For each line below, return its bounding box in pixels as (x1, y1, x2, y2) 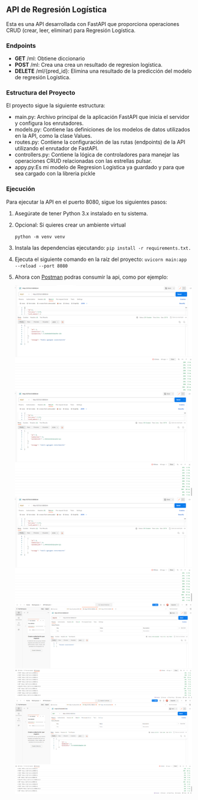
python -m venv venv (14, 234, 65, 240)
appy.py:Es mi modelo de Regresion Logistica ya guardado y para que (14, 164, 185, 171)
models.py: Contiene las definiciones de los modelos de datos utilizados (14, 126, 190, 133)
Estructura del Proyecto (6, 89, 75, 97)
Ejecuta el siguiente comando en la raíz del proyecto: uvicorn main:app (14, 256, 187, 263)
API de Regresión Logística (6, 5, 107, 15)
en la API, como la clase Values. (14, 133, 93, 140)
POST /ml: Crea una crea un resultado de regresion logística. (14, 62, 163, 69)
